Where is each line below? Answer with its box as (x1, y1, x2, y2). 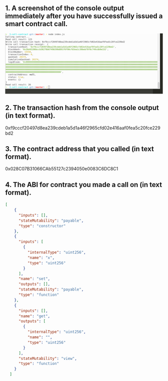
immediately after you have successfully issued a (5, 12, 163, 21)
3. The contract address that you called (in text (5, 144, 154, 153)
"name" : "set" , (18, 276, 50, 281)
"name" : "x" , (27, 255, 55, 260)
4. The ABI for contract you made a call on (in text (5, 180, 162, 189)
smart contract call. (5, 20, 68, 28)
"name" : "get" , (18, 314, 50, 319)
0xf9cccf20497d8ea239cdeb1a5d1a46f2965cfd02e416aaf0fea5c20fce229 (5, 125, 161, 131)
